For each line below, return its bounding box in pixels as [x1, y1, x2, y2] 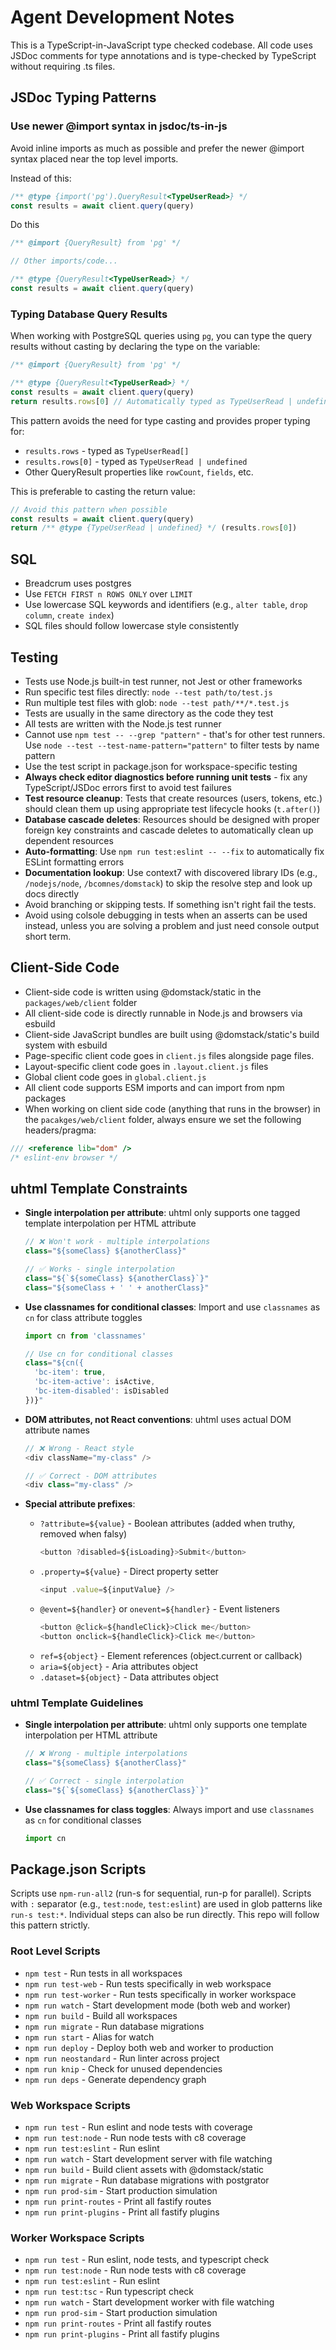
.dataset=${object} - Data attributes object [39, 1671, 219, 1683]
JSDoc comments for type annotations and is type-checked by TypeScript [10, 49, 317, 61]
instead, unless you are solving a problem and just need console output [24, 919, 320, 931]
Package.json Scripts [10, 1861, 147, 1878]
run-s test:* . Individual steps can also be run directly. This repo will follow [10, 1909, 320, 1921]
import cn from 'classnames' [24, 1331, 147, 1341]
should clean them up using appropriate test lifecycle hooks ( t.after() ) [24, 802, 321, 815]
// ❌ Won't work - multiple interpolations [24, 1237, 211, 1247]
